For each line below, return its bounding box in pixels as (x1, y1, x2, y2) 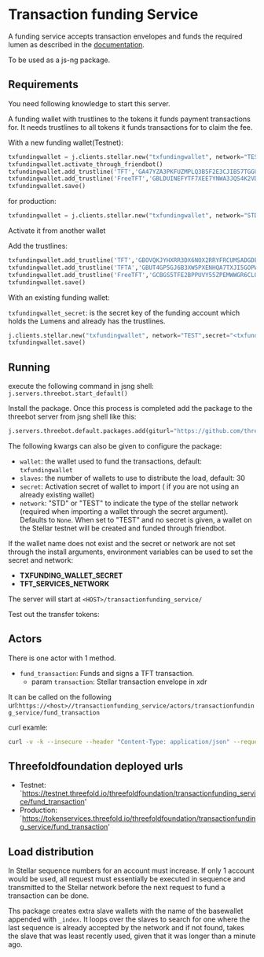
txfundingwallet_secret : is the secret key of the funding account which (8, 308, 240, 317)
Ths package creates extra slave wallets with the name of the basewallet (8, 907, 244, 916)
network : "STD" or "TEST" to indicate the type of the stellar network (19, 498, 239, 508)
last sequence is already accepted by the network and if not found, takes (8, 923, 245, 933)
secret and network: (8, 555, 73, 564)
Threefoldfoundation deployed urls (8, 759, 184, 773)
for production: (8, 197, 57, 206)
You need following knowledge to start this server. (8, 98, 170, 108)
